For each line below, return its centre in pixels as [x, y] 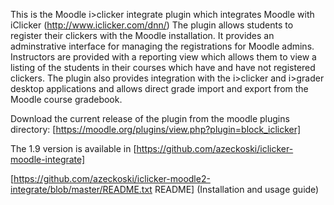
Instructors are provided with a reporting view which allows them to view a [163, 57]
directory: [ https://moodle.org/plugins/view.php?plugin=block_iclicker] [156, 129]
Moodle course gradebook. [66, 99]
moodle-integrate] [48, 159]
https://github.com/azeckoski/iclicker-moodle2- [112, 178]
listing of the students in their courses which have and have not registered [163, 67]
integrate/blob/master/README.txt [81, 189]
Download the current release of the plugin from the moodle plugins [150, 118]
